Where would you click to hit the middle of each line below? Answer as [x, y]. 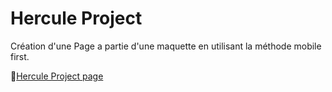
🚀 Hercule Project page [57, 76]
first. [20, 56]
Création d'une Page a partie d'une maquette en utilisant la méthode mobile [166, 46]
